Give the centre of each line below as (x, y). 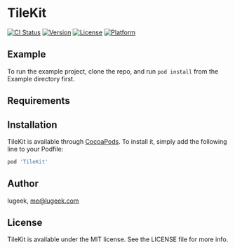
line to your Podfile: (35, 149)
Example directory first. (41, 79)
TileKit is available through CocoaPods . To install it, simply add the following (117, 141)
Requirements (39, 101)
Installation (32, 124)
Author (23, 184)
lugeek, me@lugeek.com (43, 201)
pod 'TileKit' (28, 162)
